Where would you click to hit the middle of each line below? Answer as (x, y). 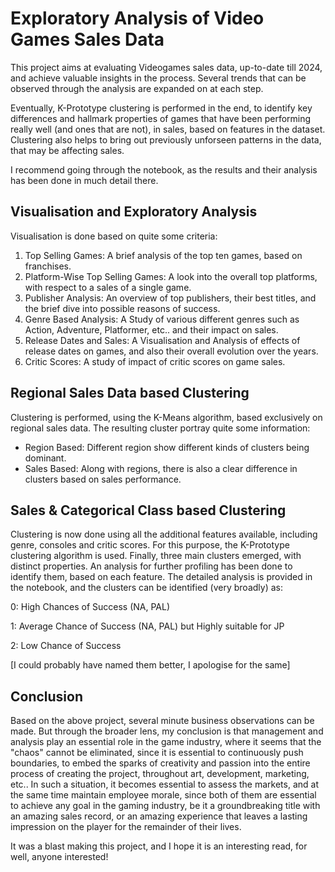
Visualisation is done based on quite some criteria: (114, 236)
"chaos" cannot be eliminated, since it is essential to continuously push (157, 753)
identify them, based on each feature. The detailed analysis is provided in (161, 577)
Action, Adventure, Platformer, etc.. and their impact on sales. (151, 329)
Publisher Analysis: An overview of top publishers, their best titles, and (170, 298)
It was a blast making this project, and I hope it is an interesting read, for (159, 846)
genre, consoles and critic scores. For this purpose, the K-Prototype (150, 545)
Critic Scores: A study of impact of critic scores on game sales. (155, 361)
